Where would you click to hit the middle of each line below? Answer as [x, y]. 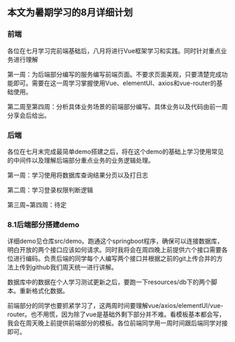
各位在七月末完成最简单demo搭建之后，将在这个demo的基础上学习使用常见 [115, 151]
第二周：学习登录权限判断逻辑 [50, 190]
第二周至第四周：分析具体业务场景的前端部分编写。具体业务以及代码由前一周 [117, 106]
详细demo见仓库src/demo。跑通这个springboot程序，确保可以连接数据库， [115, 241]
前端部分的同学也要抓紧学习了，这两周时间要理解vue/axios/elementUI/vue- [115, 306]
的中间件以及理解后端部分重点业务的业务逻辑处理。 [81, 160]
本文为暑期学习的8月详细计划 [70, 13]
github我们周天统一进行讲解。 [74, 267]
